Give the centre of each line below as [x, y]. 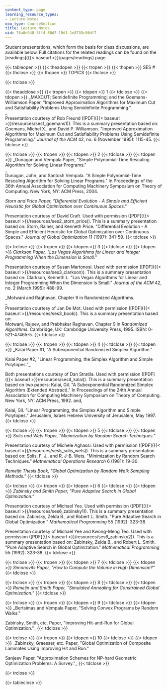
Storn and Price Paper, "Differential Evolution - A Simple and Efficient [76, 201]
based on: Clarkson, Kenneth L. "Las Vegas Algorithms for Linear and [76, 277]
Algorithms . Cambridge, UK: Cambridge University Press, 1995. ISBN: [76, 329]
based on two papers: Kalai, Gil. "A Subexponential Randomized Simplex [79, 385]
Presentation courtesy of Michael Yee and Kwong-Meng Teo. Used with [79, 531]
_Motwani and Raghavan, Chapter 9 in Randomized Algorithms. [70, 297]
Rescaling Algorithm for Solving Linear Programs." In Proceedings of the [79, 181]
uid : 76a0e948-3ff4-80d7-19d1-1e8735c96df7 [51, 33]
